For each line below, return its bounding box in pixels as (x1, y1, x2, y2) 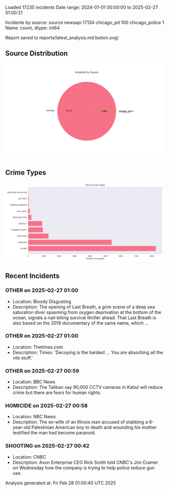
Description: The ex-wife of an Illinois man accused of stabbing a (12, 419, 148, 425)
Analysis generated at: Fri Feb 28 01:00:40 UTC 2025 (5, 480, 116, 486)
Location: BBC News (12, 379, 55, 385)
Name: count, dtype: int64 (5, 25, 60, 31)
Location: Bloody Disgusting (12, 298, 72, 304)
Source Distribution (5, 49, 68, 58)
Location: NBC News (12, 414, 56, 420)
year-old (12, 424, 31, 430)
